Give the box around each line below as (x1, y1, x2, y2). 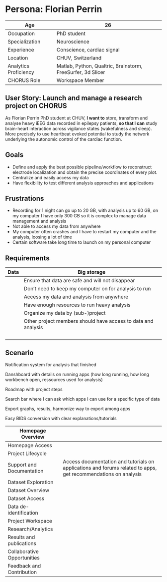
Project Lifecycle (7, 450, 47, 457)
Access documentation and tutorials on (63, 458, 155, 465)
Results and (7, 534, 35, 541)
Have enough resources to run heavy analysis (24, 301, 131, 308)
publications (7, 540, 36, 547)
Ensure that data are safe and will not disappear (24, 277, 135, 284)
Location (7, 54, 28, 61)
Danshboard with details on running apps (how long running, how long (5, 371, 149, 377)
